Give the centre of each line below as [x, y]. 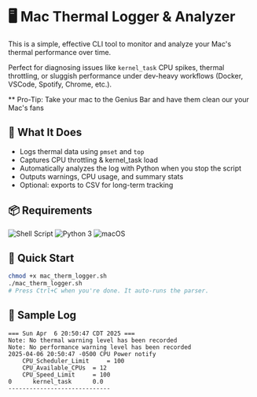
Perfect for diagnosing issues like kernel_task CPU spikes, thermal [116, 67]
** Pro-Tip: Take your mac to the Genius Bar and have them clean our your [129, 99]
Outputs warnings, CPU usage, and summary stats [101, 176]
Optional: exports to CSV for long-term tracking [96, 185]
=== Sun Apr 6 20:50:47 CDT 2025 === [72, 333]
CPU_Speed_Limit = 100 [66, 375]
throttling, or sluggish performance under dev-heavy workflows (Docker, [126, 75]
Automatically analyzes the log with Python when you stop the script [130, 168]
